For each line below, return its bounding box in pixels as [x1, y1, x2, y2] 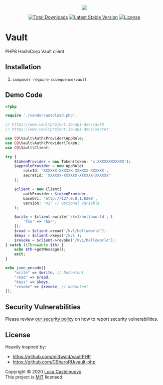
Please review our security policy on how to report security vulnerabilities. [5, 316, 158, 322]
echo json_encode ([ [5, 266, 46, 271]
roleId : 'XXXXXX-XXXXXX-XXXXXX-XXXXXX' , [23, 168, 109, 173]
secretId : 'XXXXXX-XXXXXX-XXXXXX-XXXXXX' [23, 173, 111, 178]
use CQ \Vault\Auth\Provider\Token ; [5, 141, 80, 146]
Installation [5, 63, 41, 71]
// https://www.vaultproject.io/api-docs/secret [5, 127, 109, 132]
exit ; [14, 251, 26, 257]
